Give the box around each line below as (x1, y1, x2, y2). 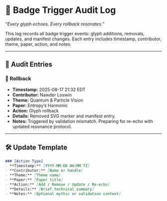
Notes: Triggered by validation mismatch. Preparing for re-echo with (12, 118, 153, 124)
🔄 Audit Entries (5, 60, 53, 69)
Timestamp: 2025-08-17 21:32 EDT (12, 87, 86, 93)
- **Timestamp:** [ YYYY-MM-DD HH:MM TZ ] (5, 164, 90, 169)
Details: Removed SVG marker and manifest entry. (12, 113, 116, 119)
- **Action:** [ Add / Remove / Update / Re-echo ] (5, 182, 110, 187)
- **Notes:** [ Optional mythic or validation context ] (5, 191, 121, 196)
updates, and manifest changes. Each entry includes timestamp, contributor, (5, 36, 162, 42)
